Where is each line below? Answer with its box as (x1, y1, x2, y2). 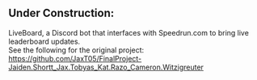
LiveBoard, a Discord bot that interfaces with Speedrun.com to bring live (8, 27, 249, 37)
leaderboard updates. (8, 36, 81, 46)
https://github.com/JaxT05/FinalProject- (8, 53, 142, 63)
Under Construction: (8, 6, 115, 20)
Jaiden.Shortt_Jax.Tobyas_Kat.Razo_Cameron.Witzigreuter (8, 62, 204, 72)
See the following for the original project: (8, 44, 145, 55)
